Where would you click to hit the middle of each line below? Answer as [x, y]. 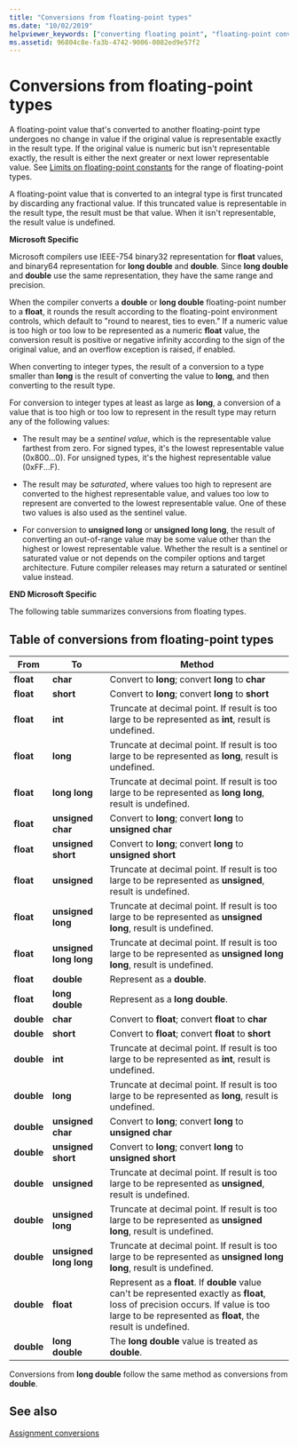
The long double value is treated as [184, 1341]
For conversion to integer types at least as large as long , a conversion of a [145, 403]
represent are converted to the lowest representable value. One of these [154, 504]
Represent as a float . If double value [185, 1282]
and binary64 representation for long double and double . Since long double [149, 266]
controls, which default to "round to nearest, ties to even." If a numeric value [149, 322]
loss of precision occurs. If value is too [190, 1304]
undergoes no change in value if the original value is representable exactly [145, 139]
